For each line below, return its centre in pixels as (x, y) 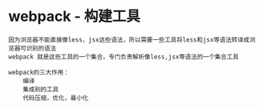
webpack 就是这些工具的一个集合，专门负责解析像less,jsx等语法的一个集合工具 (123, 57)
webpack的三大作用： (39, 72)
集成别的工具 (40, 89)
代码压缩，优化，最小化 (56, 98)
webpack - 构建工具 (75, 16)
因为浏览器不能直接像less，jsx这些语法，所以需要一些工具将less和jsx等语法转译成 (129, 40)
